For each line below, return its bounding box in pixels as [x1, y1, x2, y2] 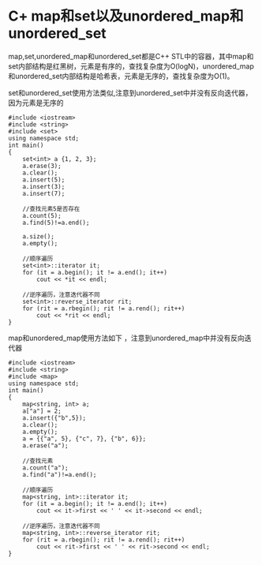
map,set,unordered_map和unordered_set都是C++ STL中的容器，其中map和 [8, 51, 254, 61]
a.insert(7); [22, 189, 65, 197]
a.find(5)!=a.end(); [22, 219, 90, 226]
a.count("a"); [22, 463, 69, 472]
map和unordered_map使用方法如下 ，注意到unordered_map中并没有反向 [8, 333, 245, 342]
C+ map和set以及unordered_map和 [8, 7, 244, 25]
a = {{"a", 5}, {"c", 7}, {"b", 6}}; [22, 435, 147, 443]
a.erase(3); [22, 162, 62, 170]
